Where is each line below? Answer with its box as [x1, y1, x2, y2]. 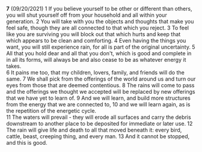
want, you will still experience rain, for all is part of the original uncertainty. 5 [6, 43, 195, 50]
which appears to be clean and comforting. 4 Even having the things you [6, 37, 186, 44]
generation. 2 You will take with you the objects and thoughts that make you [6, 18, 194, 25]
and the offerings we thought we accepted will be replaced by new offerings [6, 88, 195, 95]
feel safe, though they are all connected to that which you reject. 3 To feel [6, 24, 189, 31]
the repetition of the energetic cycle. [6, 108, 97, 114]
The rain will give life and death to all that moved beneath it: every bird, [6, 126, 182, 133]
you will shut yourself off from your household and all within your [6, 11, 167, 19]
